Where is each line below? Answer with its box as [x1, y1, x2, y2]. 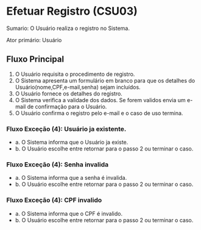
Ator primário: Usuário [6, 36, 62, 43]
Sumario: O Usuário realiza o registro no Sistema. [6, 24, 130, 32]
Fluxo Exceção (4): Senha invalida [6, 160, 109, 169]
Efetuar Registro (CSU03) [6, 4, 138, 18]
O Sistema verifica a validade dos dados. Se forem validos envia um [15, 96, 186, 103]
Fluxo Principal [6, 54, 65, 65]
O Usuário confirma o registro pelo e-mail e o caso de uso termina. [15, 109, 183, 117]
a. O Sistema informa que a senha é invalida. [15, 174, 127, 182]
